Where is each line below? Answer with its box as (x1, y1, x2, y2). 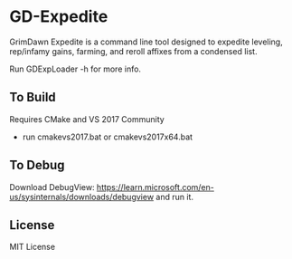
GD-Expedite (9, 6, 108, 27)
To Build (9, 90, 56, 105)
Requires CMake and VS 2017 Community (9, 113, 165, 124)
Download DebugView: (9, 181, 95, 192)
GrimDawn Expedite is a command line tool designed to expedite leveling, (9, 36, 283, 47)
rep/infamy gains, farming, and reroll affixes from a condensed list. (9, 45, 258, 56)
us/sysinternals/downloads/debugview (9, 191, 155, 202)
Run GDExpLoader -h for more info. (9, 63, 142, 74)
